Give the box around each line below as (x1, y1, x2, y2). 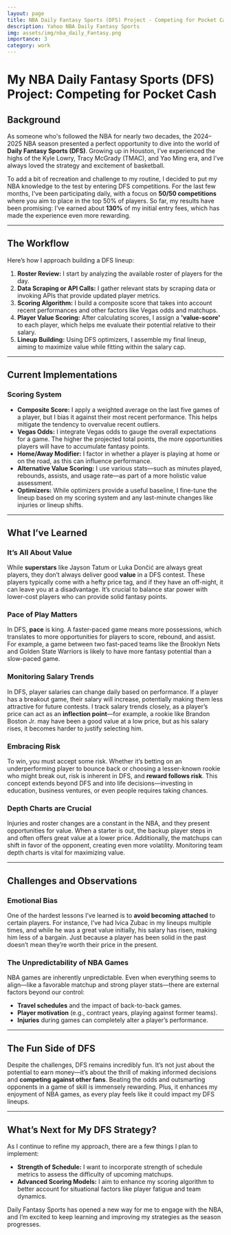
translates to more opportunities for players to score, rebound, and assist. (7, 633, 216, 641)
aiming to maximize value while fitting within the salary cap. (16, 343, 186, 351)
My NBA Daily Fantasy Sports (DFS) (7, 72, 214, 88)
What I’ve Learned (7, 527, 88, 538)
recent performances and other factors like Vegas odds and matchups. (16, 306, 218, 314)
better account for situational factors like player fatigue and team (16, 1185, 201, 1193)
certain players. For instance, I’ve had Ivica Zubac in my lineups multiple (7, 919, 212, 927)
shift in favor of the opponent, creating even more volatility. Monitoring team (7, 841, 223, 850)
